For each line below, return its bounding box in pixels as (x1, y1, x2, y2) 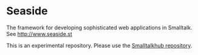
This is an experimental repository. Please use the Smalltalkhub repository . (6, 42, 193, 49)
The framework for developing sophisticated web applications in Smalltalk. (6, 24, 193, 31)
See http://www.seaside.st (6, 30, 73, 37)
